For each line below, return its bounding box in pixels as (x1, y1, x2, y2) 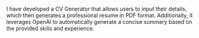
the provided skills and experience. (6, 25, 95, 32)
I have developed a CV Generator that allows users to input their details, (6, 6, 187, 12)
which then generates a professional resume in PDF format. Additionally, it (6, 12, 193, 19)
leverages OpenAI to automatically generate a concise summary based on (6, 18, 192, 25)
